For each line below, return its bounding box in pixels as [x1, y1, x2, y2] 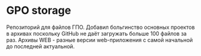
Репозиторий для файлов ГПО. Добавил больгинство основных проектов [6, 23, 195, 31]
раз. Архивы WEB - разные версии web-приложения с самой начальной [6, 36, 193, 43]
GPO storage [6, 4, 71, 17]
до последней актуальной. [6, 43, 75, 50]
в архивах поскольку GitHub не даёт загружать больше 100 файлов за [6, 30, 187, 37]
